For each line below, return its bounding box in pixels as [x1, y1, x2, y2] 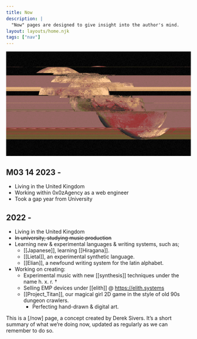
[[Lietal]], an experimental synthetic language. [23, 253, 135, 260]
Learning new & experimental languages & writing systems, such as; [14, 241, 180, 248]
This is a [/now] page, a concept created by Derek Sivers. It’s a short [6, 315, 172, 322]
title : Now [6, 9, 33, 15]
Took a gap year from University [14, 195, 93, 202]
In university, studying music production [14, 234, 112, 241]
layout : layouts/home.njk [6, 28, 69, 34]
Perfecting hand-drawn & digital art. [32, 303, 119, 310]
